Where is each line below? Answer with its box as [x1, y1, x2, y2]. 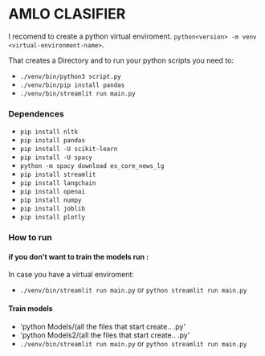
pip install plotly [19, 214, 86, 222]
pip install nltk [19, 128, 79, 137]
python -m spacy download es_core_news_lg [19, 162, 165, 170]
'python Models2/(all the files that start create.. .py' [19, 330, 190, 340]
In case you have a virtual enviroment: [8, 270, 135, 280]
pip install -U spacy [19, 153, 92, 162]
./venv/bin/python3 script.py [19, 72, 122, 80]
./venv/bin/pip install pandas [19, 81, 125, 89]
